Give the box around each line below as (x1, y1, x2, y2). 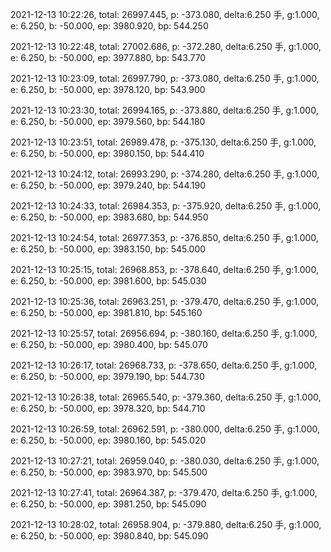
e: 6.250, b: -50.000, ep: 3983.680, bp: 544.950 (10, 211, 209, 223)
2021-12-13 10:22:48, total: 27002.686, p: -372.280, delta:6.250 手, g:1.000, (10, 41, 322, 52)
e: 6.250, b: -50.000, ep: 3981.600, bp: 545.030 (10, 275, 207, 287)
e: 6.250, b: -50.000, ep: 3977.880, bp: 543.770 (10, 52, 207, 63)
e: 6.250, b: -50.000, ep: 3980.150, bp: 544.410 (10, 148, 205, 159)
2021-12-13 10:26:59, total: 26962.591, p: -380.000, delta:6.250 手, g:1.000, (10, 423, 320, 435)
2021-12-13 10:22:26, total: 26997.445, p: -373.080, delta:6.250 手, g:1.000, (10, 9, 320, 20)
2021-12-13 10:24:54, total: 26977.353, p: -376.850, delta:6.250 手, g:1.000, (10, 232, 319, 243)
